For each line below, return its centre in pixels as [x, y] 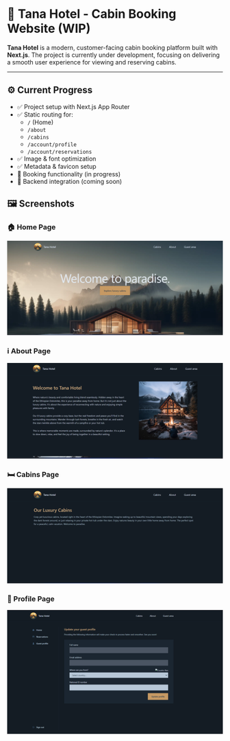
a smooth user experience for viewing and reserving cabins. [92, 62]
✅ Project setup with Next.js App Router [73, 106]
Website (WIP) [49, 28]
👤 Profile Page [31, 598]
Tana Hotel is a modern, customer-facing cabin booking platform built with [112, 47]
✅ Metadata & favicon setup [57, 166]
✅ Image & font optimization [56, 158]
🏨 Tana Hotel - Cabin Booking [92, 14]
